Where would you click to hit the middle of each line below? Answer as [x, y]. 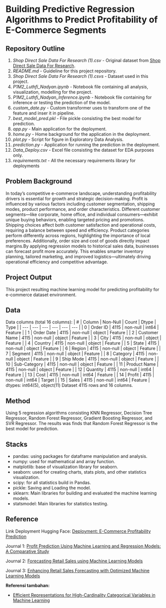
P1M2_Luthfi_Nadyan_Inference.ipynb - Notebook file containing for [82, 97]
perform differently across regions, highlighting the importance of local [78, 235]
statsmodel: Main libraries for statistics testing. [60, 504]
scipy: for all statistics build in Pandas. [52, 483]
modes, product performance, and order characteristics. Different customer [83, 209]
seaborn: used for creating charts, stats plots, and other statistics [80, 472]
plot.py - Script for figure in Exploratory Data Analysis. [68, 139]
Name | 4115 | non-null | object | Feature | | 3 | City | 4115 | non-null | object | [83, 338]
